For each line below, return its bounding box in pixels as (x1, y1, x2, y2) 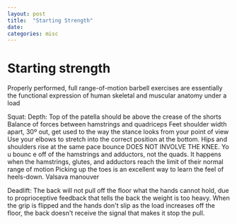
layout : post (7, 10, 46, 18)
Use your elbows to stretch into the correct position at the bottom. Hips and (7, 135, 228, 143)
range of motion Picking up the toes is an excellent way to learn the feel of (7, 165, 224, 174)
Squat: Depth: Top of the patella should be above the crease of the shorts (7, 112, 221, 121)
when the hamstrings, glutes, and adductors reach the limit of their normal (7, 158, 224, 166)
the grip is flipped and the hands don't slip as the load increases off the (7, 201, 216, 210)
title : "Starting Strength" (7, 17, 93, 24)
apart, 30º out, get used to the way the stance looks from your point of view (7, 128, 229, 136)
